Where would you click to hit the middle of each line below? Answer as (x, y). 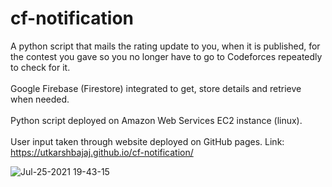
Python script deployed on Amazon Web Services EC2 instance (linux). (156, 120)
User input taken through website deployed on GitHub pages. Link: (147, 141)
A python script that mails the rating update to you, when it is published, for (165, 46)
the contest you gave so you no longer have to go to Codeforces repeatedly (166, 56)
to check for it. (40, 67)
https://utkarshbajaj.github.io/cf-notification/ (102, 152)
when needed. (40, 99)
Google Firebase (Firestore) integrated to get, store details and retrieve (156, 88)
